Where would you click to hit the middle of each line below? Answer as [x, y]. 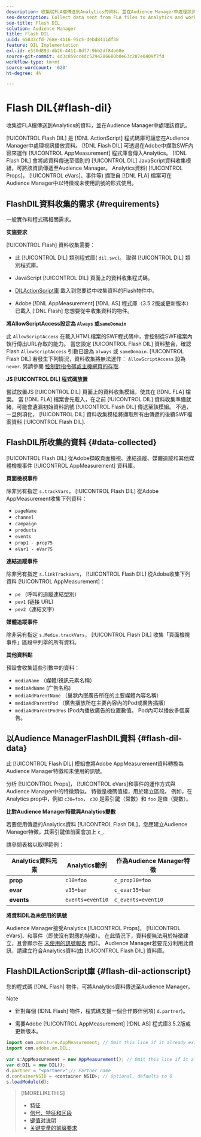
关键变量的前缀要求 [54, 1128]
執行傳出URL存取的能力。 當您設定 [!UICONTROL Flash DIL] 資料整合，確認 [99, 344]
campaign [26, 524]
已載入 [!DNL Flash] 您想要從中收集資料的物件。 [74, 311]
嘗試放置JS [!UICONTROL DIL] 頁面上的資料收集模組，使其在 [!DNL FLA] [95, 392]
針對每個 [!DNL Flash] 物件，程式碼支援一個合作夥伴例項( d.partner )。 [101, 1011]
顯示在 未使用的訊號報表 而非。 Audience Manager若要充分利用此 [107, 943]
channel [24, 517]
